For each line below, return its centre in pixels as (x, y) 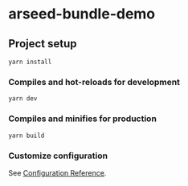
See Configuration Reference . (57, 172)
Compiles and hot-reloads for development (94, 82)
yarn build (27, 135)
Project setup (43, 44)
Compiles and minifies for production (82, 119)
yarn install (30, 62)
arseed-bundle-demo (82, 14)
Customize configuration (58, 156)
